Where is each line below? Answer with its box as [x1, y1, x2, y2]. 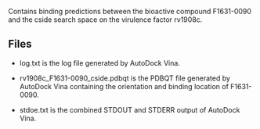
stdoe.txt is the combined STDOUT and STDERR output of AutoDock [19, 105, 240, 114]
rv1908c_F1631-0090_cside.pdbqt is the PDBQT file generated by [19, 73, 231, 83]
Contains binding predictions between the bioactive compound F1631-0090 [8, 7, 252, 16]
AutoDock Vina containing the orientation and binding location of [19, 81, 229, 91]
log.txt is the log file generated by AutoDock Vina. [19, 58, 180, 67]
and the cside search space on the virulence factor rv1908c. [8, 15, 203, 24]
